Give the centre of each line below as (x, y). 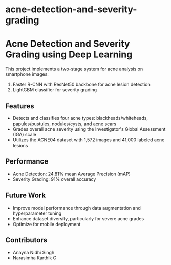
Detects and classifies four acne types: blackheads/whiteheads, (80, 118)
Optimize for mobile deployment (47, 224)
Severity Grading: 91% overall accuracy (54, 179)
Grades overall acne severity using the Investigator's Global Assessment (89, 129)
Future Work (26, 196)
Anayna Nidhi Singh (34, 253)
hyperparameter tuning (37, 213)
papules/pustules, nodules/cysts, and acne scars (65, 124)
